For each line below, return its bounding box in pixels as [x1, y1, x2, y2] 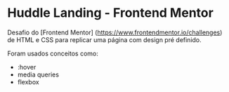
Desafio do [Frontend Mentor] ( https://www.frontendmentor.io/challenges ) [7, 28, 223, 37]
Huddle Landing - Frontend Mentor [7, 5, 214, 21]
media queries [17, 70, 60, 79]
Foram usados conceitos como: [7, 49, 98, 58]
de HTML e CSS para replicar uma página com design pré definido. [7, 35, 202, 44]
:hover [17, 63, 37, 71]
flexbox [17, 77, 40, 86]
